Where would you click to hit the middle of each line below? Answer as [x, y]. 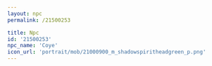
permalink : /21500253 [39, 20]
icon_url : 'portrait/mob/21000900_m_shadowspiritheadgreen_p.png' [107, 52]
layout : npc [25, 14]
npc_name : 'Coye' [33, 46]
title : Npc [23, 33]
